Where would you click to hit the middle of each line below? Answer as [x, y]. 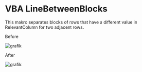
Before [12, 36]
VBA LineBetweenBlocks [56, 9]
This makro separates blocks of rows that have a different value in [71, 22]
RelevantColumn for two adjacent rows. [44, 27]
